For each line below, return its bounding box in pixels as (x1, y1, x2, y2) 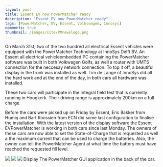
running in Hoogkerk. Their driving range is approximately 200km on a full (5, 95, 154, 101)
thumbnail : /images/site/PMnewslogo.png (5, 30, 89, 35)
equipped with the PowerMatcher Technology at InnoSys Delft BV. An (5, 49, 145, 55)
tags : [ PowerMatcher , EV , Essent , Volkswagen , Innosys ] (5, 21, 121, 26)
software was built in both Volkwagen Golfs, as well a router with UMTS (5, 59, 149, 65)
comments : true (5, 26, 36, 30)
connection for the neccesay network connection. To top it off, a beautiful (5, 64, 154, 70)
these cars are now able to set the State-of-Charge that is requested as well (5, 131, 158, 136)
